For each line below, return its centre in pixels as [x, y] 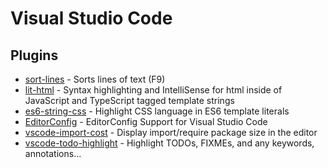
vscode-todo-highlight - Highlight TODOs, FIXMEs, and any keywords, [169, 143]
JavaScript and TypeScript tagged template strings [129, 100]
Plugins [34, 55]
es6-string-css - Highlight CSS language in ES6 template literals [157, 111]
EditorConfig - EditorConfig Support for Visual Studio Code [146, 121]
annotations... [53, 153]
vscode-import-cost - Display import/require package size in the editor [171, 132]
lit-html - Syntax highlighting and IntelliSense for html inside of [153, 90]
